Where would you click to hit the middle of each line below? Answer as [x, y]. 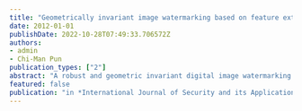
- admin [24, 51]
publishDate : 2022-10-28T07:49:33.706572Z [90, 34]
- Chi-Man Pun [36, 59]
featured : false [40, 84]
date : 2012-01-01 [42, 26]
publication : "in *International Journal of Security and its [128, 92]
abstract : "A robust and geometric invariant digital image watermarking [151, 76]
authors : [26, 43]
